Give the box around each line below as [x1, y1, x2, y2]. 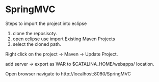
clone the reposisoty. [12, 30, 57, 36]
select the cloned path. [12, 41, 61, 47]
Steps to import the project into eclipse [5, 20, 87, 26]
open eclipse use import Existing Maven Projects [12, 36, 116, 42]
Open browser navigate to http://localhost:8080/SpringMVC [5, 70, 131, 77]
